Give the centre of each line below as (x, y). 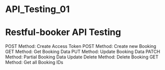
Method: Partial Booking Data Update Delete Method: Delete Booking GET (82, 57)
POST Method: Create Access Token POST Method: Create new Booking (81, 46)
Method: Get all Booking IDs (34, 62)
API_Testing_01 (37, 9)
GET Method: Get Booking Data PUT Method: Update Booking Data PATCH (83, 52)
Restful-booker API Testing (63, 32)
